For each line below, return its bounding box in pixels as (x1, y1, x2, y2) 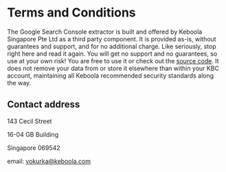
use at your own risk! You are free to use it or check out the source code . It (7, 56, 219, 65)
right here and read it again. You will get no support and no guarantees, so (7, 50, 218, 58)
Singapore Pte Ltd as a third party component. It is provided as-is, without (7, 34, 216, 43)
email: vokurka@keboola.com (7, 157, 91, 165)
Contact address (7, 98, 80, 111)
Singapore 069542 (7, 143, 60, 152)
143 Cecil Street (7, 117, 52, 125)
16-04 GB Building (7, 130, 59, 138)
